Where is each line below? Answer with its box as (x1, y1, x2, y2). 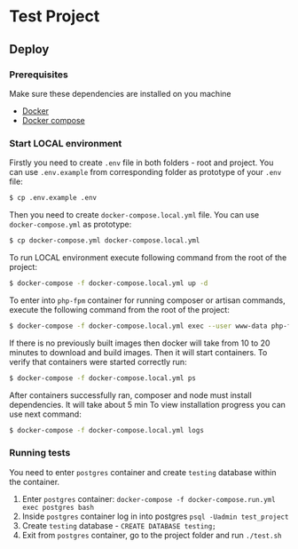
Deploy (9, 42, 50, 57)
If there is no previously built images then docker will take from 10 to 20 (9, 338, 271, 348)
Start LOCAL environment (9, 137, 122, 149)
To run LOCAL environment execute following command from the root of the (9, 251, 287, 263)
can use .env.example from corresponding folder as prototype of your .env (9, 167, 282, 178)
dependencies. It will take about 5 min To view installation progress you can (9, 399, 286, 410)
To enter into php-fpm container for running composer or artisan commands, (9, 295, 286, 306)
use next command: (9, 409, 82, 419)
